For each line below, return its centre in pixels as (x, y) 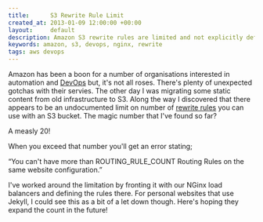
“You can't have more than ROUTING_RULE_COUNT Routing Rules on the (126, 161)
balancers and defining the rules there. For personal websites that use (121, 193)
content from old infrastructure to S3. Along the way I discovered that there (129, 99)
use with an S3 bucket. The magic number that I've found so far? (113, 116)
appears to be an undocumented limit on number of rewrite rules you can (126, 107)
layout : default (42, 30)
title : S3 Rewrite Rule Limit (66, 15)
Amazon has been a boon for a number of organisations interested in (119, 74)
